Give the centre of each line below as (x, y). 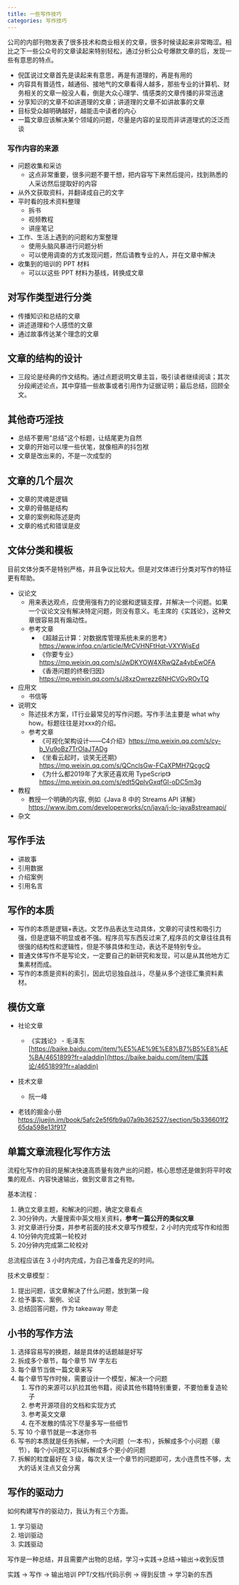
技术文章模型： (29, 1276)
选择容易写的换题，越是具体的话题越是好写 (80, 1352)
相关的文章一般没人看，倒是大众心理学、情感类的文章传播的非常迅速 (124, 93)
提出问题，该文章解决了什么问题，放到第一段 (83, 1291)
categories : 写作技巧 (37, 21)
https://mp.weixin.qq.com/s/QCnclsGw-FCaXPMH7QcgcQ (124, 765)
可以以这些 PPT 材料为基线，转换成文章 (86, 273)
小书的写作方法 (40, 1333)
